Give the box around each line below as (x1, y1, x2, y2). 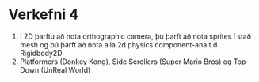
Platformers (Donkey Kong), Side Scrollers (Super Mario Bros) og (19, 57, 232, 66)
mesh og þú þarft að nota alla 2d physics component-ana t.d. (19, 39, 220, 49)
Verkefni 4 (8, 6, 79, 24)
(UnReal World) (40, 65, 91, 74)
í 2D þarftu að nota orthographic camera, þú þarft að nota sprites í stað (19, 32, 252, 41)
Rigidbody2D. (19, 48, 65, 58)
